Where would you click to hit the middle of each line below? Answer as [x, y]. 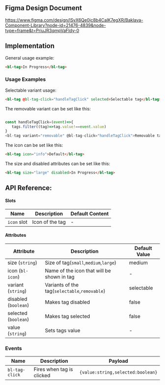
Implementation [30, 46]
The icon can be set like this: [34, 145]
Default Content [90, 213]
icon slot [18, 222]
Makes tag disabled [67, 302]
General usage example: [30, 58]
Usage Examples [26, 79]
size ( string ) [23, 262]
